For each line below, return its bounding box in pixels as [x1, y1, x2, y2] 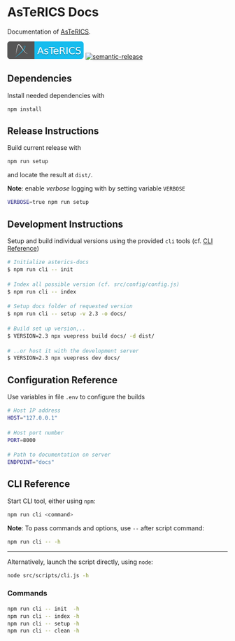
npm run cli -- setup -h [7, 620, 80, 627]
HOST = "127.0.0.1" [7, 414, 58, 421]
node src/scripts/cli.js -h [7, 572, 90, 579]
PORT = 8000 [7, 436, 36, 443]
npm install [7, 106, 42, 113]
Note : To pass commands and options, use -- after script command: [7, 523, 205, 532]
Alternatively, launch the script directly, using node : [7, 558, 154, 566]
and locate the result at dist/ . [7, 171, 93, 179]
